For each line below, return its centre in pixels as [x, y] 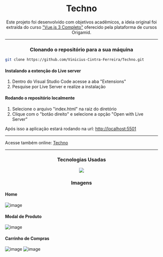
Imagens [81, 182]
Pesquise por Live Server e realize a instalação [59, 87]
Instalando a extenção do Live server [43, 71]
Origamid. [81, 32]
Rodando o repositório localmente [40, 98]
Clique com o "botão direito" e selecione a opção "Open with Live [78, 114]
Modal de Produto [24, 216]
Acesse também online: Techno [37, 142]
